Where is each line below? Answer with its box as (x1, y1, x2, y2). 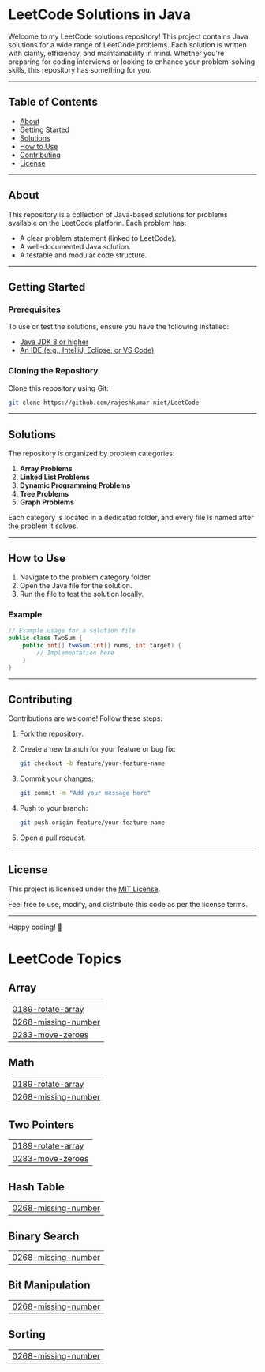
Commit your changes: (19, 774, 94, 783)
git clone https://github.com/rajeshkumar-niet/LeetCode (8, 399, 200, 407)
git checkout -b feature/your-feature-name (19, 759, 166, 767)
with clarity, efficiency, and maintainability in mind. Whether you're (8, 48, 225, 58)
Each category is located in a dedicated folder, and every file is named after (8, 513, 254, 523)
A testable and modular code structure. (19, 250, 147, 260)
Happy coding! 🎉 (8, 922, 63, 932)
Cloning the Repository (8, 365, 99, 377)
